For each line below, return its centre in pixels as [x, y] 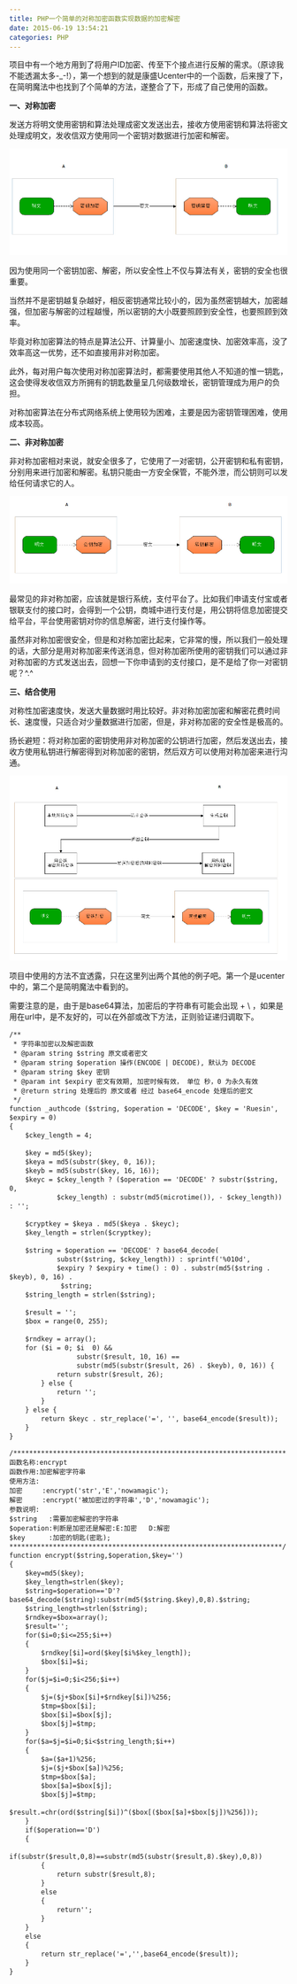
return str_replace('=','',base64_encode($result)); [140, 1954]
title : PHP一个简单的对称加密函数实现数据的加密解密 [95, 19]
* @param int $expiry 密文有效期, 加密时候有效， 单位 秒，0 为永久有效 [136, 1081]
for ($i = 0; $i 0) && [69, 1348]
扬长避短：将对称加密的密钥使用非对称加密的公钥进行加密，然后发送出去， [145, 740]
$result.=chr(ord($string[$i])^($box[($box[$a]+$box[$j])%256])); [134, 1812]
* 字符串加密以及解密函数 [53, 1044]
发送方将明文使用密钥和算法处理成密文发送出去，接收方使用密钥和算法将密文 [148, 125]
